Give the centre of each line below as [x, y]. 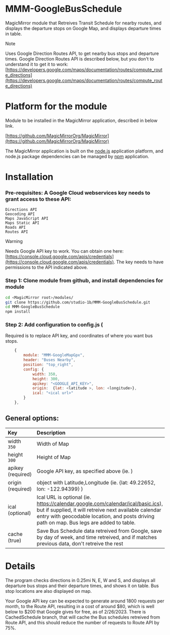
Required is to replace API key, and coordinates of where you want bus [79, 336]
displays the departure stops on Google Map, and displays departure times [83, 28]
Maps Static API [22, 223]
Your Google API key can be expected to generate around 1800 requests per [85, 601]
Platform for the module [56, 107]
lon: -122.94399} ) [60, 489]
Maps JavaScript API [27, 219]
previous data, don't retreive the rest [80, 543]
